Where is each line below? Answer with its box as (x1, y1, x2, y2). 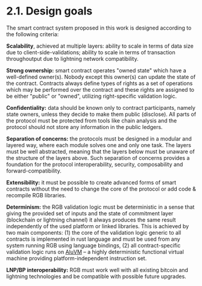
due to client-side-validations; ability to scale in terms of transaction (6, 48, 176, 56)
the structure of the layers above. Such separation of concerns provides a (6, 154, 190, 161)
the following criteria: (6, 30, 59, 37)
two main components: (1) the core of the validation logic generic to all (6, 229, 181, 236)
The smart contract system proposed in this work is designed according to (6, 24, 192, 31)
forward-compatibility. (6, 167, 62, 174)
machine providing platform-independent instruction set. (6, 255, 147, 262)
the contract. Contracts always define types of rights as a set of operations (6, 80, 193, 87)
